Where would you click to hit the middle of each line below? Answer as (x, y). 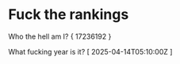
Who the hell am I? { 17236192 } (60, 36)
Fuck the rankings (69, 15)
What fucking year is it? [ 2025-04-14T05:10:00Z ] (90, 51)
